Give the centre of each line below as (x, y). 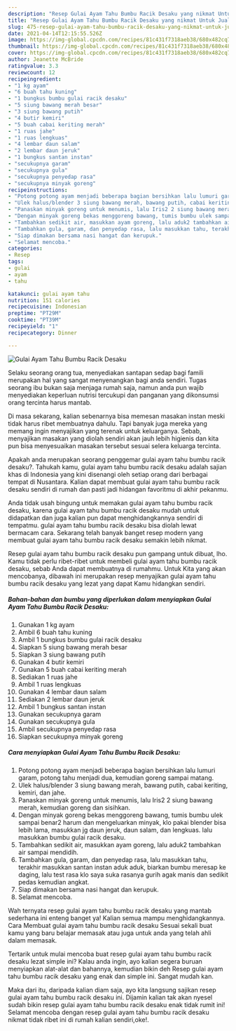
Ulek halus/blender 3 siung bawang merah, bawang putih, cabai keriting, (123, 785)
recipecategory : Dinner (43, 333)
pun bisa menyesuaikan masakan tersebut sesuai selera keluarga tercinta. (114, 445)
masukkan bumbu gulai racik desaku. (72, 837)
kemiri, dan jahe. (42, 793)
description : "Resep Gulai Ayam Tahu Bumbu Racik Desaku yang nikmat (112, 14)
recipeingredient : (35, 79)
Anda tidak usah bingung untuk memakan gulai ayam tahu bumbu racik (110, 503)
